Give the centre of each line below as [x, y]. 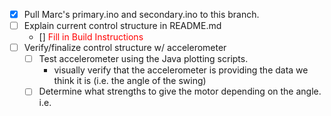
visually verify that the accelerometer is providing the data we [181, 70]
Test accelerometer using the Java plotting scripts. [143, 59]
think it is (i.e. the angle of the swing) [130, 81]
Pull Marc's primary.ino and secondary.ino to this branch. [141, 14]
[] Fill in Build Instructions [91, 37]
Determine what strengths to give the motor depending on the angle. [180, 91]
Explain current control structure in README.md [122, 26]
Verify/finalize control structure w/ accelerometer [125, 48]
